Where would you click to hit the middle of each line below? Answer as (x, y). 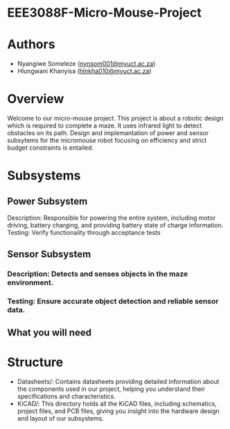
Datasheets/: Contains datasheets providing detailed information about (118, 381)
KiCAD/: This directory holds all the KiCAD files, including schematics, (117, 403)
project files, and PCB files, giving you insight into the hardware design (118, 411)
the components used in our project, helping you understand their (111, 389)
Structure (35, 362)
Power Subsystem (47, 201)
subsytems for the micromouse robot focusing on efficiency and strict (107, 141)
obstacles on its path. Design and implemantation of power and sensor (108, 133)
